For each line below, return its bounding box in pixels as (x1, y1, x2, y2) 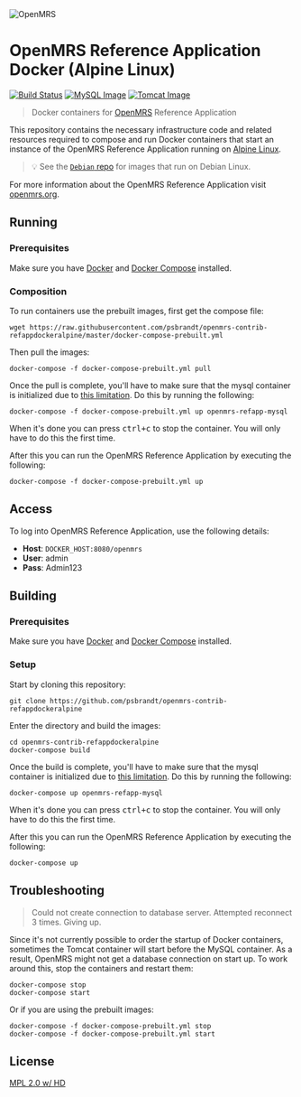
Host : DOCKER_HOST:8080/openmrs (22, 543, 142, 553)
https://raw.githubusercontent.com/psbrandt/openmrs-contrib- (29, 322, 269, 332)
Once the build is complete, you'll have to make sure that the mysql (9, 761, 259, 772)
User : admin (22, 553, 69, 563)
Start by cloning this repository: (9, 679, 126, 690)
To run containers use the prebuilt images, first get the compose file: (9, 305, 264, 316)
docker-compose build (9, 745, 91, 755)
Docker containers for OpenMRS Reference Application (31, 107, 237, 117)
